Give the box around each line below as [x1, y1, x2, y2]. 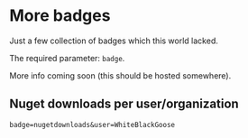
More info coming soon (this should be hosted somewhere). [9, 69, 232, 81]
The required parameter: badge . [9, 52, 125, 63]
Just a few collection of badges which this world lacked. [9, 35, 218, 46]
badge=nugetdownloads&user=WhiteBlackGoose [9, 120, 176, 129]
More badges [9, 5, 111, 26]
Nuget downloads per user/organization [9, 97, 239, 112]
